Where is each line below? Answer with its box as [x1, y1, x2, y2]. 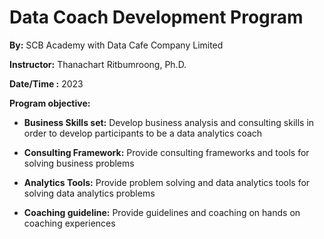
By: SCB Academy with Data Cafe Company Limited [9, 39, 224, 51]
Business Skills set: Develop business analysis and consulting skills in [23, 116, 315, 128]
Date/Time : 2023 [9, 77, 84, 90]
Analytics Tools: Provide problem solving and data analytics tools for [23, 176, 311, 188]
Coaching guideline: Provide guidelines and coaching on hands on [23, 206, 301, 218]
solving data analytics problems [23, 187, 156, 199]
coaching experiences [23, 217, 116, 229]
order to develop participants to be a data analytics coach [23, 127, 263, 139]
